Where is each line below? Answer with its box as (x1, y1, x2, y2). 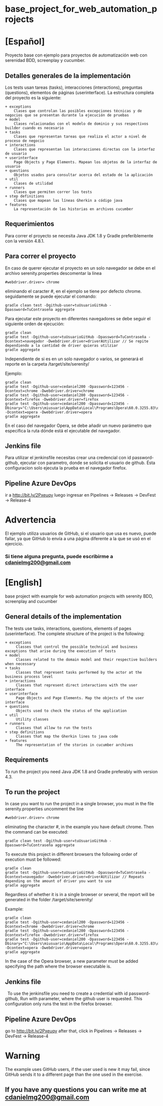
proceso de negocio (5, 138, 45, 143)
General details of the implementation (5, 613, 122, 621)
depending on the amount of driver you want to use (5, 879, 112, 884)
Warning (5, 1050, 40, 1061)
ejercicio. (5, 541, 23, 547)
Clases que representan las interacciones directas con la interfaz (14, 147, 155, 152)
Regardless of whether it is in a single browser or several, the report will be (5, 892, 155, 897)
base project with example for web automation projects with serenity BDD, (5, 593, 154, 599)
